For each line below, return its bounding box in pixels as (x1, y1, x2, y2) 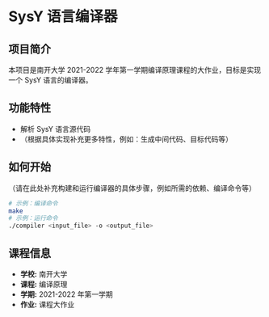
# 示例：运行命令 (8, 214, 58, 222)
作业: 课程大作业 (19, 299, 75, 309)
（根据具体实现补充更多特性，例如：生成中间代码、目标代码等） (19, 134, 233, 144)
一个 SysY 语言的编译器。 (8, 75, 93, 85)
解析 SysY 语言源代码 (19, 124, 91, 133)
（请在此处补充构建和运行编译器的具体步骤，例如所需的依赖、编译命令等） (8, 183, 256, 192)
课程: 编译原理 (19, 279, 68, 289)
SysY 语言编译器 (8, 7, 118, 26)
